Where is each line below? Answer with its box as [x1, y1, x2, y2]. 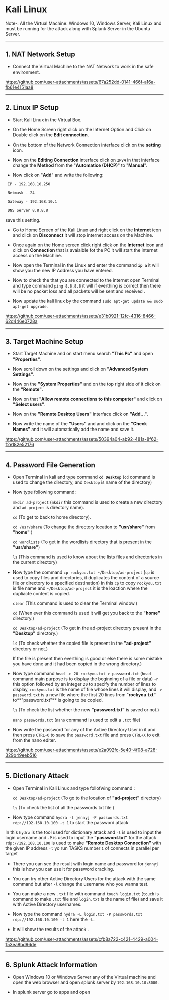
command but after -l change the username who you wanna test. [12, 881, 149, 887]
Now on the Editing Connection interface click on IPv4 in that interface [12, 157, 160, 163]
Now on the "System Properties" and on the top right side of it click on [12, 381, 161, 387]
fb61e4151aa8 [5, 84, 34, 90]
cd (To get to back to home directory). [12, 514, 91, 520]
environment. [12, 69, 40, 75]
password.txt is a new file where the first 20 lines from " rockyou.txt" [12, 692, 156, 698]
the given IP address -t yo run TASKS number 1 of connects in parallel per [5, 845, 159, 851]
